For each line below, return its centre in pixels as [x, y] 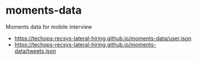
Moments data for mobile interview [49, 27]
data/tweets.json [35, 50]
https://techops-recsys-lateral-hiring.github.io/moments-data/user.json [103, 38]
